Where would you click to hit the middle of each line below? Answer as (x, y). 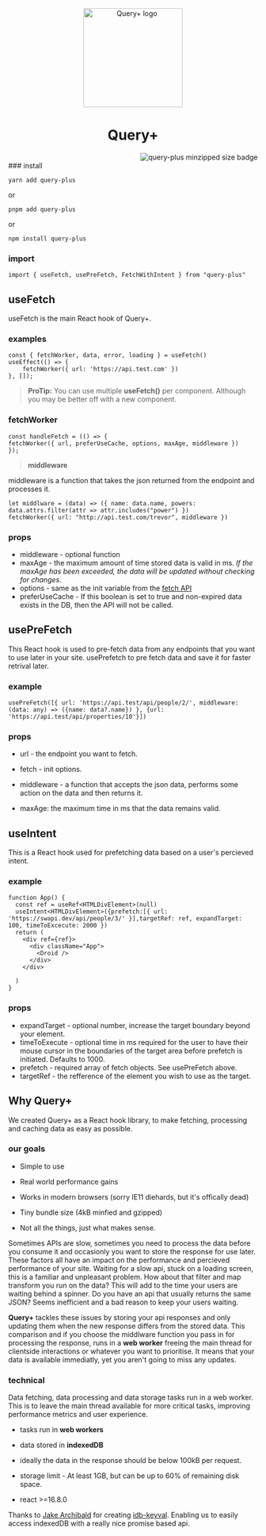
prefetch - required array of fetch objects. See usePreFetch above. (128, 1067)
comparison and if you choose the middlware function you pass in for (122, 1334)
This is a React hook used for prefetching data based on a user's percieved (131, 853)
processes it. (29, 489)
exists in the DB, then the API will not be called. (97, 605)
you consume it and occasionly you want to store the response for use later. (132, 1251)
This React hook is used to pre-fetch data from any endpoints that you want (132, 649)
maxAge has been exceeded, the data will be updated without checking (137, 571)
